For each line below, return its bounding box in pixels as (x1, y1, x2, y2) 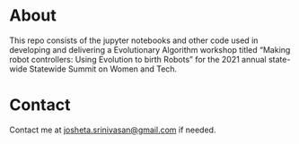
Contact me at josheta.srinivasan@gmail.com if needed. (9, 124, 216, 135)
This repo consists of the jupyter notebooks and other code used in (9, 35, 259, 46)
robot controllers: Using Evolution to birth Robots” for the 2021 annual (9, 54, 267, 64)
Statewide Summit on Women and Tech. (29, 64, 178, 74)
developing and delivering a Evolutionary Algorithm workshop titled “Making (9, 44, 291, 55)
